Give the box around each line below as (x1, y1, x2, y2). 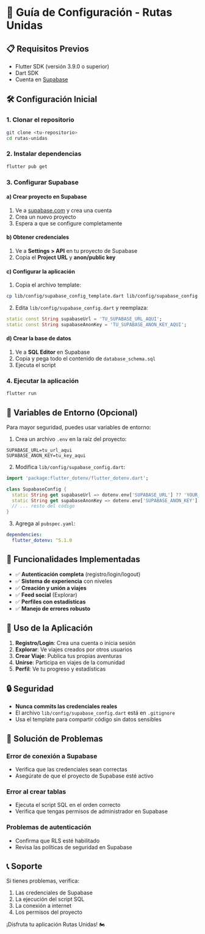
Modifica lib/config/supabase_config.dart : (15, 463, 126, 470)
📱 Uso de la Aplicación (6, 623, 93, 633)
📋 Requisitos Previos (6, 43, 90, 54)
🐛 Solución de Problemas (6, 733, 103, 744)
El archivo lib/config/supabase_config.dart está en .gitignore (15, 709, 175, 717)
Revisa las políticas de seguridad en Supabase (15, 843, 132, 851)
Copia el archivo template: (15, 281, 81, 289)
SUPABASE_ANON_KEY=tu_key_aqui (6, 452, 86, 459)
